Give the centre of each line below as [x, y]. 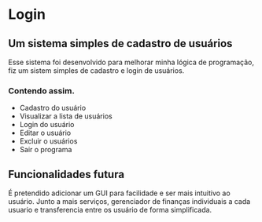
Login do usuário [47, 125]
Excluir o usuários [48, 141]
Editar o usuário [45, 133]
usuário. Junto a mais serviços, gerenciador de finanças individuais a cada [129, 202]
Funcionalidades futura [66, 174]
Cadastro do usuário [53, 108]
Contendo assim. [41, 90]
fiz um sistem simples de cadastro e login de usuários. [96, 71]
